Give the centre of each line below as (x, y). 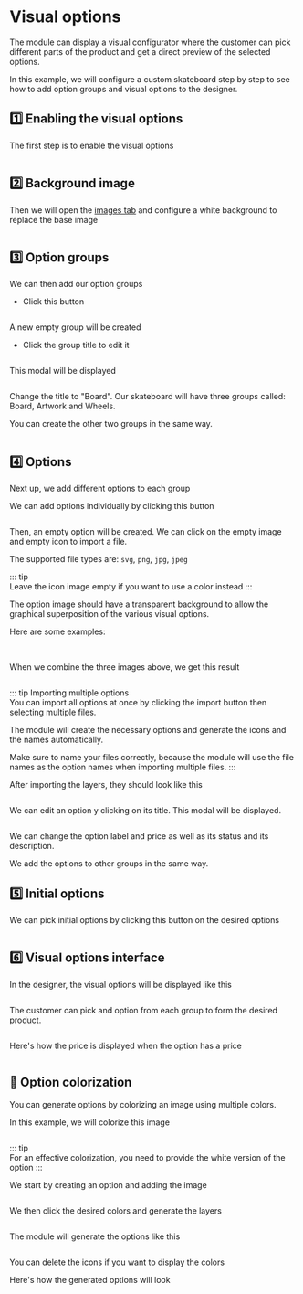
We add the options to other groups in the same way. (109, 864)
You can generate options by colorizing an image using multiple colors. (143, 1104)
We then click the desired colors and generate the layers (115, 1210)
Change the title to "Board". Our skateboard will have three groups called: (147, 397)
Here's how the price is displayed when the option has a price (125, 1045)
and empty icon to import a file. (68, 542)
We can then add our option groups (76, 284)
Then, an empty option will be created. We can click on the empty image (146, 532)
